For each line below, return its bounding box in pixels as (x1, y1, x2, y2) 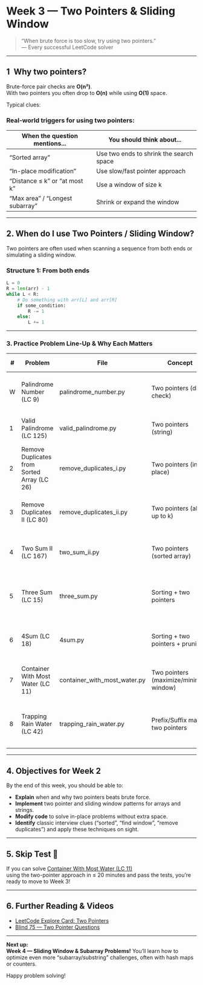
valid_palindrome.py (59, 424, 117, 433)
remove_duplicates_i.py (59, 464, 126, 473)
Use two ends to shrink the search (96, 149, 193, 158)
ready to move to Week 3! (6, 878, 71, 885)
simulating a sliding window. (6, 251, 77, 258)
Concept (167, 359, 193, 367)
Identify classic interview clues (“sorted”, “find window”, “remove (14, 819, 178, 826)
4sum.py (59, 636, 85, 644)
